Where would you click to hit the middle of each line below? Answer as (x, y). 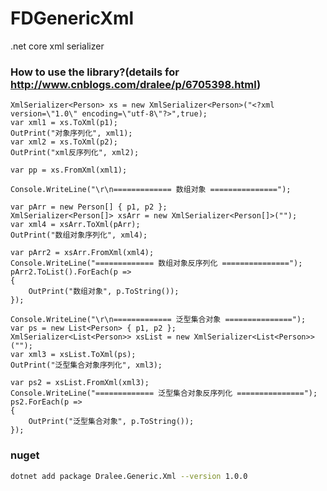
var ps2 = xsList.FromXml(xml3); (80, 383)
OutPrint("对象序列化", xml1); (71, 133)
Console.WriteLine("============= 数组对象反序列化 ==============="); (156, 263)
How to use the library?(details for (95, 72)
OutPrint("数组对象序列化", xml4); (79, 235)
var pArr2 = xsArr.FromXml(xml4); (82, 253)
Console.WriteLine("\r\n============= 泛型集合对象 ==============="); (158, 320)
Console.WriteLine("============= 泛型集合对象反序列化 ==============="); (164, 393)
